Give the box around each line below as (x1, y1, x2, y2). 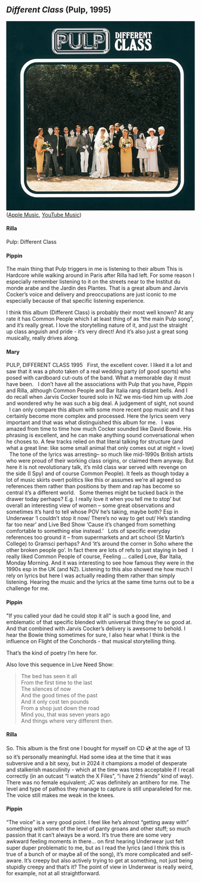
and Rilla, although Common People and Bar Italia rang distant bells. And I (6, 387, 188, 394)
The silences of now (20, 685, 71, 693)
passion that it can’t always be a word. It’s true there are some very (6, 831, 172, 839)
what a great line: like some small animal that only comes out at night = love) (6, 445, 194, 452)
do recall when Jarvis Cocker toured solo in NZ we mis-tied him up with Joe (6, 393, 193, 401)
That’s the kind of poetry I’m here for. (6, 649, 98, 657)
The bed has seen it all (20, 672, 77, 679)
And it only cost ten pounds (20, 698, 89, 705)
